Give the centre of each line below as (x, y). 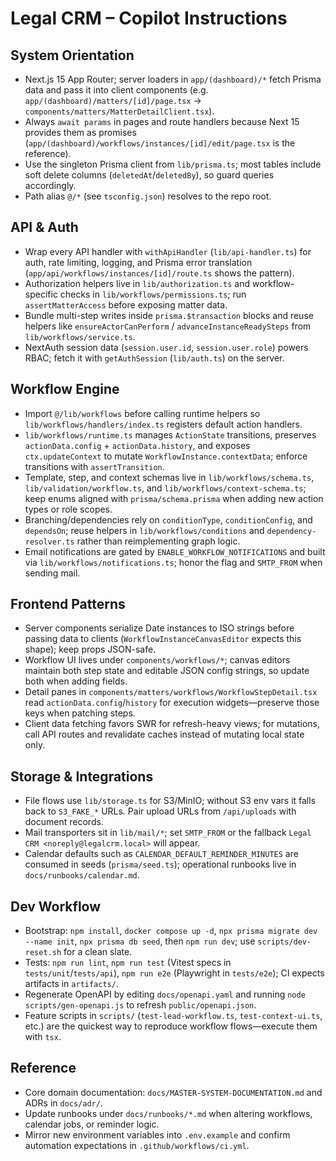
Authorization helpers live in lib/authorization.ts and (137, 283)
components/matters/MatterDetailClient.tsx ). (119, 111)
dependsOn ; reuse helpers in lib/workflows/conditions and (144, 530)
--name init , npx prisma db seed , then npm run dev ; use (140, 941)
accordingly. (50, 185)
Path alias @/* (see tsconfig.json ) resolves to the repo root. (148, 196)
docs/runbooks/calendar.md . (82, 875)
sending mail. (52, 573)
